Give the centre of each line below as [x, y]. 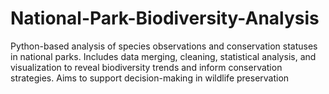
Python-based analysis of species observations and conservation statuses [164, 46]
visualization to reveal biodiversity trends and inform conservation [146, 67]
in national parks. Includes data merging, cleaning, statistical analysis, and [163, 56]
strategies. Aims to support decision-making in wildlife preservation [150, 78]
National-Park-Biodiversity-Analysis [165, 18]
